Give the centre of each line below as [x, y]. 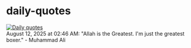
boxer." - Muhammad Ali [36, 40]
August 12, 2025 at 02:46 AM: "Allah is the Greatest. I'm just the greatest [95, 33]
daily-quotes [38, 11]
